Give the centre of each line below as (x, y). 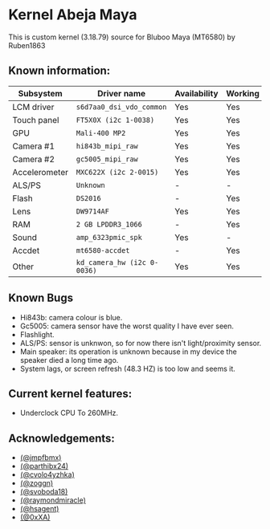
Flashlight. (37, 334)
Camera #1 (33, 146)
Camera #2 (33, 159)
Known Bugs (41, 298)
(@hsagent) (39, 509)
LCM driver (33, 107)
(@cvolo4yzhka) (47, 474)
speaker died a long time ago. (69, 360)
